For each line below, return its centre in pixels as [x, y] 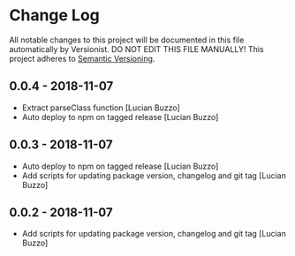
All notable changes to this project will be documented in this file [127, 40]
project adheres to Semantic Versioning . [82, 58]
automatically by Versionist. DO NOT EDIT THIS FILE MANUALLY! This [136, 49]
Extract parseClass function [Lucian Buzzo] [101, 108]
